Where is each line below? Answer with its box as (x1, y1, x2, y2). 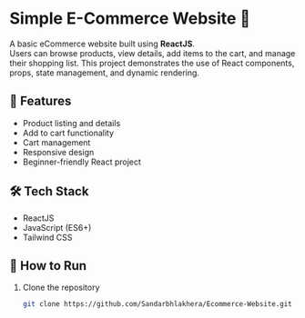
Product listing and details (22, 117, 121, 128)
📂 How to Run (9, 258, 87, 273)
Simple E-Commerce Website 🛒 (9, 8, 251, 29)
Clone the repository (22, 282, 100, 293)
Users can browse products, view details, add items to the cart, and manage (9, 47, 296, 58)
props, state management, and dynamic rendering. (9, 67, 200, 78)
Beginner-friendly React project (22, 156, 141, 167)
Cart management (22, 136, 91, 148)
